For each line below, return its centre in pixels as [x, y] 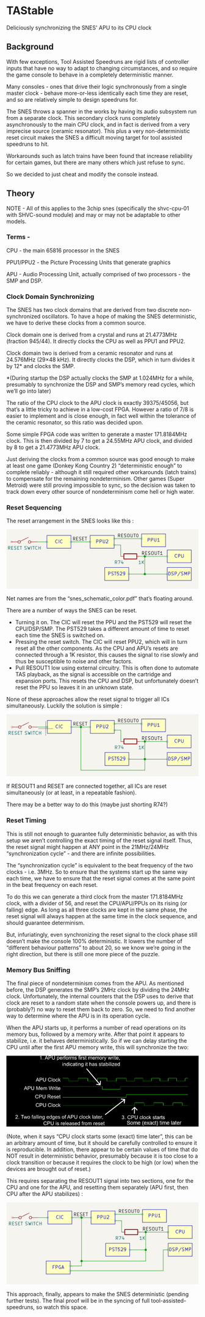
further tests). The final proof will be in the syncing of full [78, 1300]
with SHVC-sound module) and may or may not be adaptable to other [94, 214]
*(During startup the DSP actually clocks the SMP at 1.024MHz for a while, [100, 378]
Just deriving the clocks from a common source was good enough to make [101, 459]
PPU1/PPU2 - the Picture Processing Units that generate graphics [88, 262]
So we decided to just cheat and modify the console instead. [82, 174]
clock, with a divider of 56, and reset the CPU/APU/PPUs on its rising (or [97, 903]
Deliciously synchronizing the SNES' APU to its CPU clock [79, 28]
